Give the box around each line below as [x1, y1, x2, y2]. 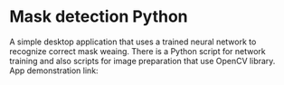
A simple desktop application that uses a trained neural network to [9, 36, 257, 47]
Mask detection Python [9, 6, 188, 27]
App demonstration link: [9, 65, 99, 76]
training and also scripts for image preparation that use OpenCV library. [9, 55, 276, 66]
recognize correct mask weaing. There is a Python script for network [9, 45, 267, 56]
